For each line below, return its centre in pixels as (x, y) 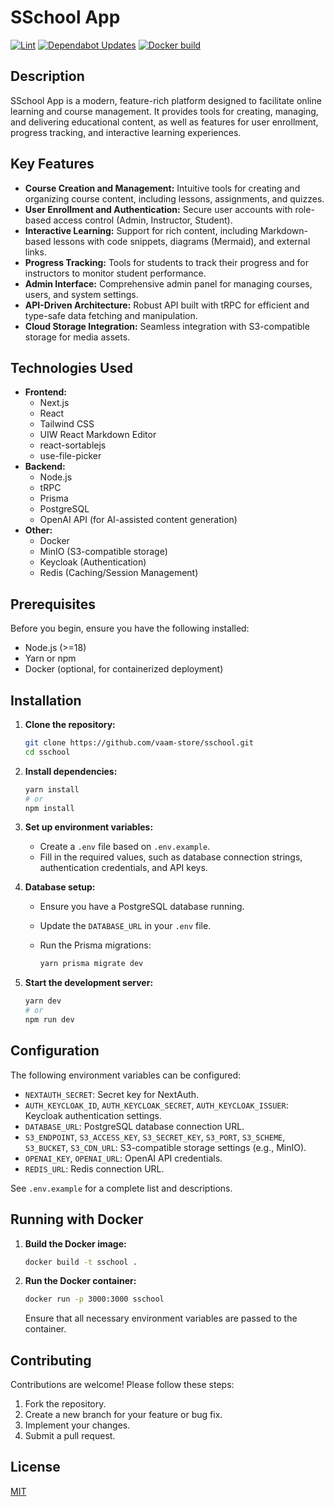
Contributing (51, 1360)
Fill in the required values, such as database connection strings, (171, 857)
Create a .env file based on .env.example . (125, 847)
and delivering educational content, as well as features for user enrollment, (164, 122)
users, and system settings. (81, 294)
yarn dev (43, 1001)
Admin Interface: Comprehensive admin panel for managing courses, (168, 283)
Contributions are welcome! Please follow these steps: (122, 1385)
